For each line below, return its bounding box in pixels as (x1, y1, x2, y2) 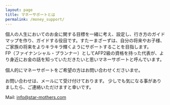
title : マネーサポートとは (5, 12, 55, 17)
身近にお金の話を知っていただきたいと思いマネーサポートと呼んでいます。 (9, 57, 164, 63)
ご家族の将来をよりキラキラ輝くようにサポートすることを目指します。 (5, 44, 152, 50)
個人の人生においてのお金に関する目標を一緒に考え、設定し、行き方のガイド (5, 31, 165, 37)
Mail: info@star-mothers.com (5, 94, 66, 100)
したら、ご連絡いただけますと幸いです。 (9, 84, 94, 90)
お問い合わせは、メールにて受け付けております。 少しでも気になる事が (5, 78, 153, 84)
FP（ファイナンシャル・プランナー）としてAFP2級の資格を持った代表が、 (5, 50, 160, 56)
